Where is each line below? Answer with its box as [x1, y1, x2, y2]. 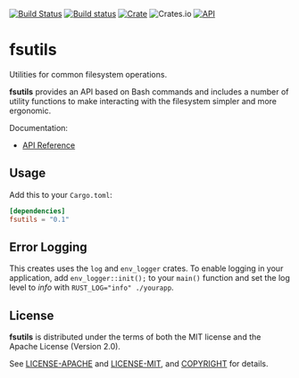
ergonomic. [9, 105, 52, 116]
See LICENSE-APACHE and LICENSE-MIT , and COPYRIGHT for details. [9, 358, 269, 369]
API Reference [21, 139, 76, 151]
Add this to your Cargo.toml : [9, 189, 113, 200]
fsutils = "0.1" [9, 215, 70, 224]
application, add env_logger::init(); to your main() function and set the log [9, 273, 290, 283]
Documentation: [9, 122, 69, 133]
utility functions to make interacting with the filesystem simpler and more [9, 95, 277, 106]
